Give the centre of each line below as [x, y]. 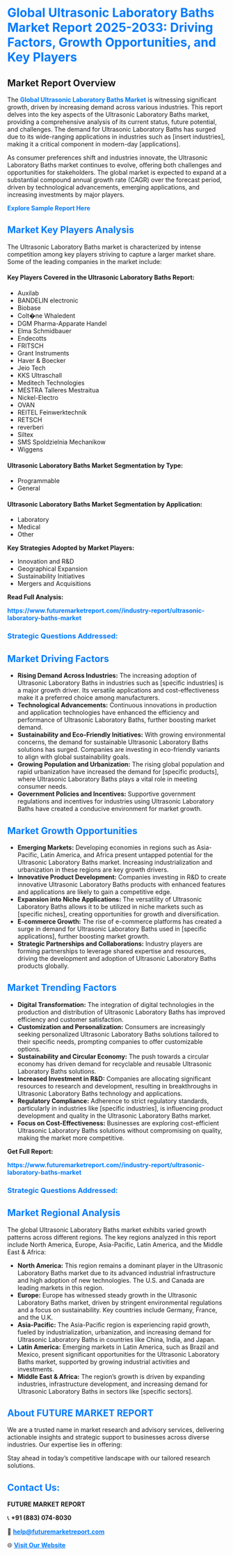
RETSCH [30, 420]
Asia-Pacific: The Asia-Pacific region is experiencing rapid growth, [114, 1325]
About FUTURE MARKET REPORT [81, 1413]
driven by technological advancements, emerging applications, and [104, 187]
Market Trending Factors [62, 988]
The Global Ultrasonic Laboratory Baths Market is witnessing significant [112, 100]
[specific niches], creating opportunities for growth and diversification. [119, 914]
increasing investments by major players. [66, 194]
